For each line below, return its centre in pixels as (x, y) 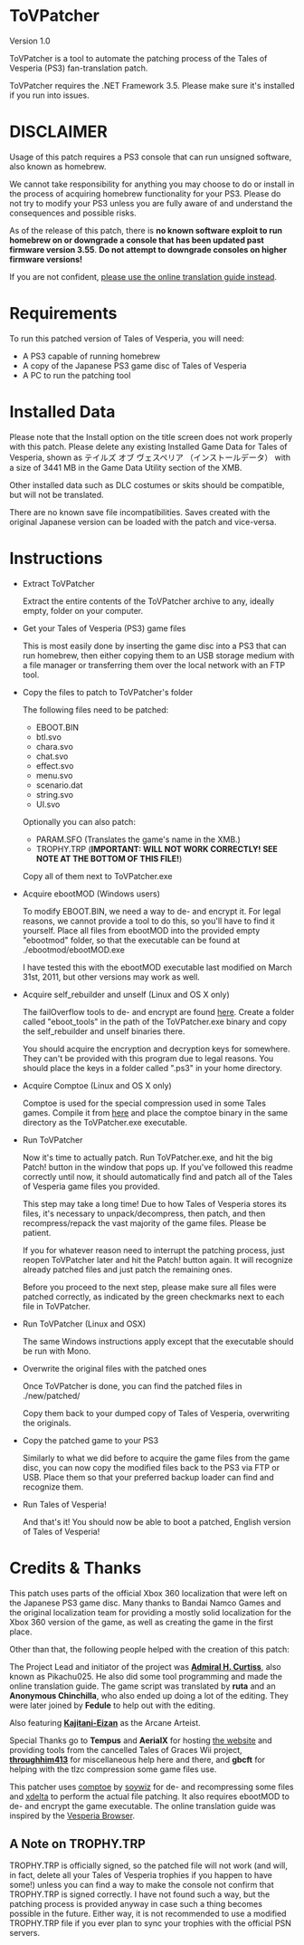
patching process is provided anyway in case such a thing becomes (136, 1904)
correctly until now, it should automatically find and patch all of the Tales (157, 1176)
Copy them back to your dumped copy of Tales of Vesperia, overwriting (156, 1413)
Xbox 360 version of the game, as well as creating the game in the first (142, 1622)
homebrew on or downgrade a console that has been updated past (137, 240)
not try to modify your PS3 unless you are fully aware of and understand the (151, 203)
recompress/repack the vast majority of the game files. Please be (144, 1222)
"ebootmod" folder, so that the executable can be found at (131, 940)
